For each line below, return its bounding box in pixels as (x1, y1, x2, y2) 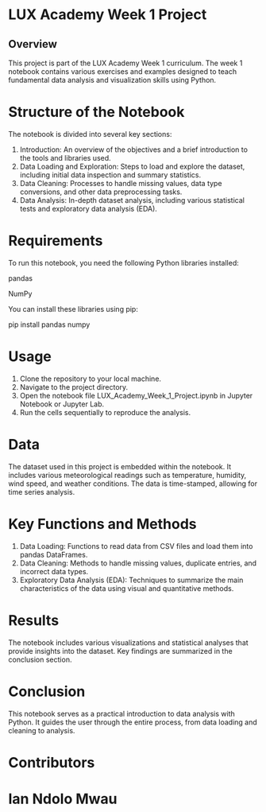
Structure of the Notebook (8, 103, 185, 121)
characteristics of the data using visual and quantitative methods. (19, 583, 234, 593)
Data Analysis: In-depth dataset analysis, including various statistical (19, 195, 245, 204)
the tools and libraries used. (19, 153, 111, 162)
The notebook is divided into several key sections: (8, 129, 172, 138)
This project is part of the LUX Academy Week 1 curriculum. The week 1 (8, 58, 243, 68)
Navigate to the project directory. (19, 382, 129, 391)
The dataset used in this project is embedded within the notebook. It (8, 461, 232, 471)
